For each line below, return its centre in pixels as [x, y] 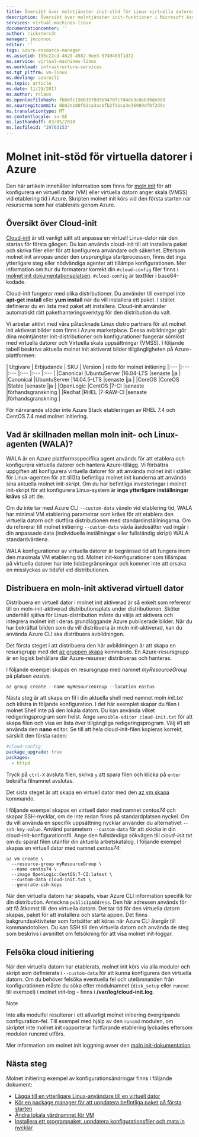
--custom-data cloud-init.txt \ [52, 879]
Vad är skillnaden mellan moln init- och [79, 435]
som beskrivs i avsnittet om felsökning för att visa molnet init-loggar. [90, 933]
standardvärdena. [28, 539]
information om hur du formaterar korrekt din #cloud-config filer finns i [92, 269]
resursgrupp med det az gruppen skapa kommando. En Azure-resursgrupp [98, 652]
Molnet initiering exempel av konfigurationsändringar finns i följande [89, 1078]
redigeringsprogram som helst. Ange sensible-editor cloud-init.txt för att [99, 717]
